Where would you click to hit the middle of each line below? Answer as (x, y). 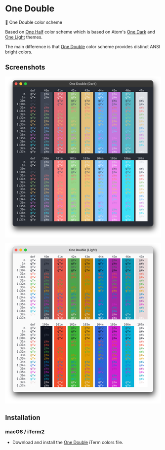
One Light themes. (24, 37)
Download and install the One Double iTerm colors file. (68, 443)
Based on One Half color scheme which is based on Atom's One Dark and (80, 32)
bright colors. (19, 52)
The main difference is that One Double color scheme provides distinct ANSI (83, 46)
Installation (23, 417)
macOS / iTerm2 (25, 431)
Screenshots (25, 67)
